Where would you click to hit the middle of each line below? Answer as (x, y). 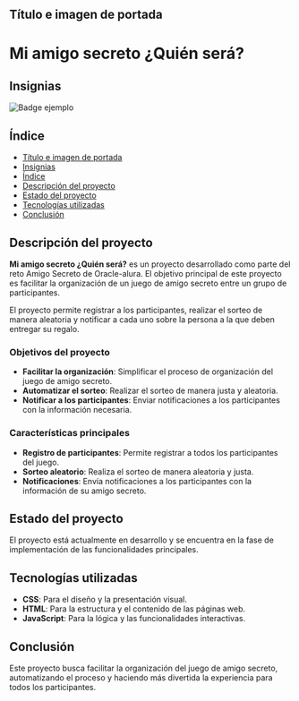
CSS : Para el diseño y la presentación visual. (105, 600)
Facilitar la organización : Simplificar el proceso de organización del (148, 372)
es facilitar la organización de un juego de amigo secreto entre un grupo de (148, 283)
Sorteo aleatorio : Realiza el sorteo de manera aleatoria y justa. (138, 471)
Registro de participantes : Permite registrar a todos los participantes (150, 452)
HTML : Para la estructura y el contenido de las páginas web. (134, 609)
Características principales (69, 433)
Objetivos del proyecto (60, 352)
